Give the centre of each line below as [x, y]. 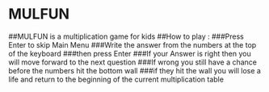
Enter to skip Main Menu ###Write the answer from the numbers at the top [132, 44]
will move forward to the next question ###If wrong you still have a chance [132, 62]
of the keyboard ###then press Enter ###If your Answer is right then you [130, 53]
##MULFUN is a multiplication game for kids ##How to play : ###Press [126, 36]
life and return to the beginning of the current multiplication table [116, 79]
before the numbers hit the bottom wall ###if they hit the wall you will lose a [134, 70]
